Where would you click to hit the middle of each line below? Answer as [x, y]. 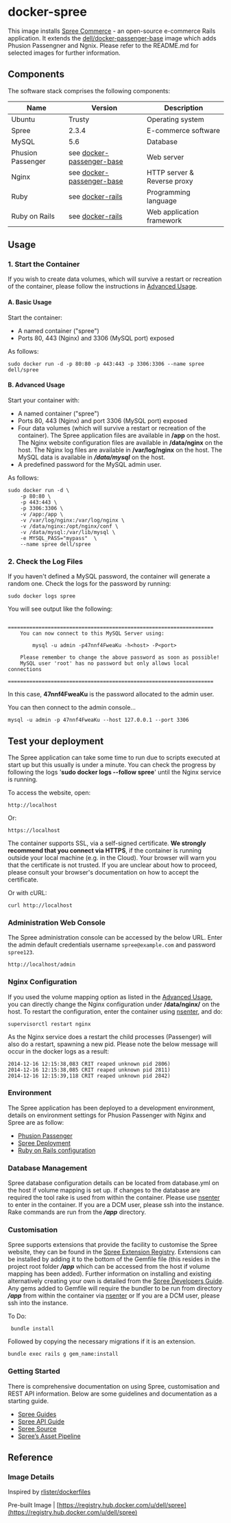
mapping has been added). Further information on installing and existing [110, 1274]
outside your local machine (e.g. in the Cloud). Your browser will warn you [112, 857]
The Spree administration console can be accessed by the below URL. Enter [115, 938]
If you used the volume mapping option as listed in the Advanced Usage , [110, 997]
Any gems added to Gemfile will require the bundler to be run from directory [115, 1289]
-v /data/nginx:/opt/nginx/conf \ [69, 526]
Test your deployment [56, 741]
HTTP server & [171, 172]
